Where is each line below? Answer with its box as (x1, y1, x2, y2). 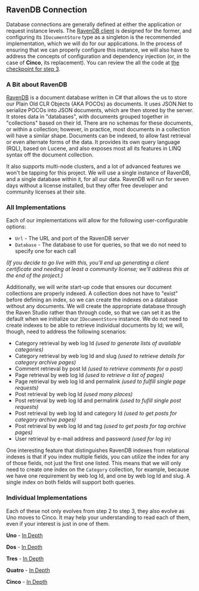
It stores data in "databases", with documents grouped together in (6, 113, 169, 120)
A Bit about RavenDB (6, 80, 68, 89)
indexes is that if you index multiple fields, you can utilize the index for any (6, 453, 189, 460)
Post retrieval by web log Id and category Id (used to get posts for (14, 410, 177, 417)
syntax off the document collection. (6, 151, 94, 158)
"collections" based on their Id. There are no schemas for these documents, (6, 119, 193, 126)
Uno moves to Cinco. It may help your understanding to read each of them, (6, 514, 191, 521)
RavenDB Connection (6, 5, 88, 15)
